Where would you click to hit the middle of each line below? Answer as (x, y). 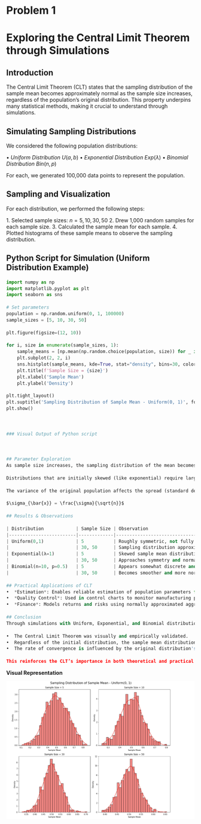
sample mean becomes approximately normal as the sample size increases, (99, 93)
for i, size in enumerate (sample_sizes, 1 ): (63, 345)
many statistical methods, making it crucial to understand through (87, 106)
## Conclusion (24, 617)
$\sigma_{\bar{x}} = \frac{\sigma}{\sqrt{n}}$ (65, 503)
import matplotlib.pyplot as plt (48, 288)
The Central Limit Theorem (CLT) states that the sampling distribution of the (100, 87)
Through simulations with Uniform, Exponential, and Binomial (85, 623)
